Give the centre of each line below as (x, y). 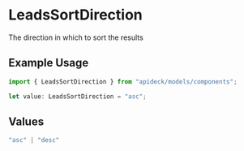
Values (26, 121)
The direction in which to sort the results (76, 37)
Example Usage (49, 63)
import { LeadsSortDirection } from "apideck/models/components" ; (123, 82)
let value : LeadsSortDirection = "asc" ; (78, 96)
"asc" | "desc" (34, 140)
